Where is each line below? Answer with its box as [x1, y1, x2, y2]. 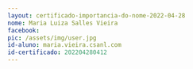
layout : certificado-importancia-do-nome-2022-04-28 [7, 11, 186, 20]
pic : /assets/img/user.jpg [7, 33, 97, 42]
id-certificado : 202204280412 [7, 48, 108, 56]
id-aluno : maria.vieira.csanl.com [7, 41, 122, 49]
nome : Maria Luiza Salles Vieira [7, 19, 118, 27]
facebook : [7, 26, 41, 34]
